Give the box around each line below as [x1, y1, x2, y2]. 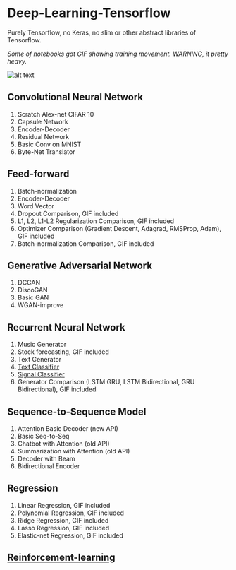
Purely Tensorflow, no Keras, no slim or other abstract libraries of [7, 28, 197, 37]
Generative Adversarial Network [7, 259, 153, 271]
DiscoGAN [17, 286, 48, 295]
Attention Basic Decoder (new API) [17, 424, 118, 432]
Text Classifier [17, 362, 60, 372]
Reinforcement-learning [7, 552, 116, 564]
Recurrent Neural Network [7, 321, 125, 333]
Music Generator [17, 340, 67, 349]
